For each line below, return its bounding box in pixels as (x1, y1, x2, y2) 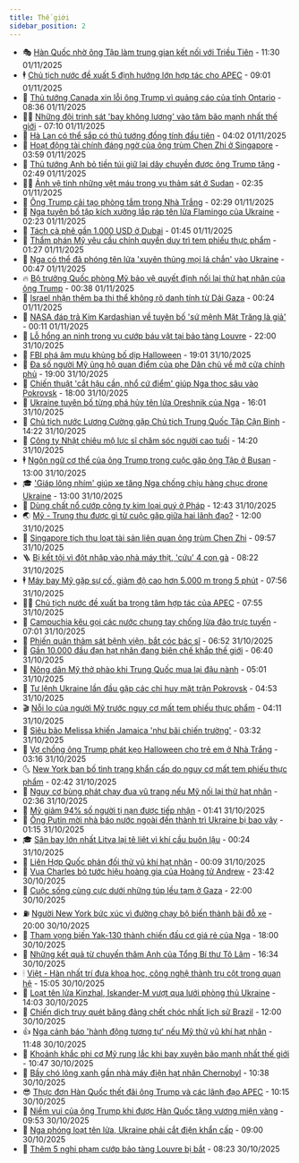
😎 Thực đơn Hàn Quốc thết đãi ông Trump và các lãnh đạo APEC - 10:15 (21, 1086, 290, 1097)
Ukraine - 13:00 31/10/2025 (21, 490, 124, 501)
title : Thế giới (9, 13, 70, 22)
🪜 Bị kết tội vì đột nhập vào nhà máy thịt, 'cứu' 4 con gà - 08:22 (21, 552, 259, 562)
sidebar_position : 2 (9, 21, 87, 30)
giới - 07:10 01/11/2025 (21, 120, 106, 131)
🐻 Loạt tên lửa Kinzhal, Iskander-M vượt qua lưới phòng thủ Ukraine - (21, 987, 276, 998)
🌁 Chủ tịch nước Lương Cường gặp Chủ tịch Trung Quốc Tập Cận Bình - (21, 415, 286, 426)
